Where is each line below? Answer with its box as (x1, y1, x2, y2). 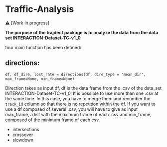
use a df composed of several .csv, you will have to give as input (5, 106, 138, 112)
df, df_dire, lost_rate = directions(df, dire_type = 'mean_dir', (5, 72, 146, 77)
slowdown (12, 137, 34, 143)
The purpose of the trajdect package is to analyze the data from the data (5, 29, 159, 35)
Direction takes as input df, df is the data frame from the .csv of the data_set (5, 85, 162, 91)
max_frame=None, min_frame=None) (5, 76, 75, 81)
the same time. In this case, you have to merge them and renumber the (5, 95, 151, 101)
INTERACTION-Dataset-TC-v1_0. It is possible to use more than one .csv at (5, 90, 159, 96)
